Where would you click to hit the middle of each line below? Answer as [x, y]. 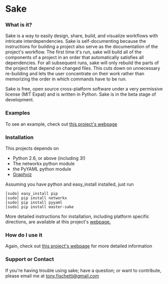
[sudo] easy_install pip [32, 194]
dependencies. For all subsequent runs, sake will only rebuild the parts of [82, 63]
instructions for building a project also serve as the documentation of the [82, 47]
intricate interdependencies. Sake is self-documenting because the [76, 41]
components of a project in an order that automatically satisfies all [75, 58]
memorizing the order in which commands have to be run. [66, 79]
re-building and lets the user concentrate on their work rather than [75, 74]
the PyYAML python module [42, 169]
